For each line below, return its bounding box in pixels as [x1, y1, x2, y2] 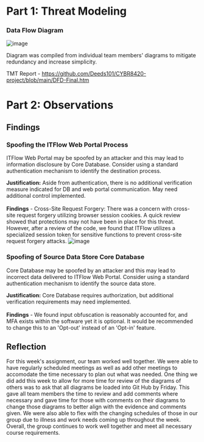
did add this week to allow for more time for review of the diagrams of [6, 377, 181, 385]
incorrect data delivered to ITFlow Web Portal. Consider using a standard [6, 273, 189, 280]
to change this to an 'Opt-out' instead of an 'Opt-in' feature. [6, 324, 157, 331]
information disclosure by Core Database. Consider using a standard [6, 161, 178, 168]
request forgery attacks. [6, 237, 67, 245]
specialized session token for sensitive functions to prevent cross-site [6, 231, 182, 239]
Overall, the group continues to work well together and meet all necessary [6, 422, 192, 430]
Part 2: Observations [6, 98, 114, 112]
